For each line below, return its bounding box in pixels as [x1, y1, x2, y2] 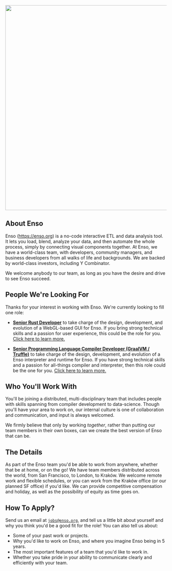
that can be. [5, 433, 31, 439]
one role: [5, 309, 24, 315]
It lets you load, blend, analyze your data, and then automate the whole [5, 238, 155, 244]
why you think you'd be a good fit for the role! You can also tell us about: [5, 523, 159, 529]
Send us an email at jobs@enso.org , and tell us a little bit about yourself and [5, 517, 164, 523]
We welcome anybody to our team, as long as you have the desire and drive [5, 270, 165, 276]
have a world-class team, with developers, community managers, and [5, 249, 153, 255]
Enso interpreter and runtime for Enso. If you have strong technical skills [12, 356, 165, 362]
